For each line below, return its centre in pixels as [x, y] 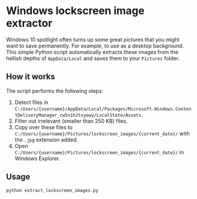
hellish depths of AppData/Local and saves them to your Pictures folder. [93, 58]
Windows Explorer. [37, 158]
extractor [29, 23]
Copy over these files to [44, 127]
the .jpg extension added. [46, 140]
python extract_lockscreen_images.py [52, 190]
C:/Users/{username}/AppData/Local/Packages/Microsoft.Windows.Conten [103, 109]
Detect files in [31, 102]
